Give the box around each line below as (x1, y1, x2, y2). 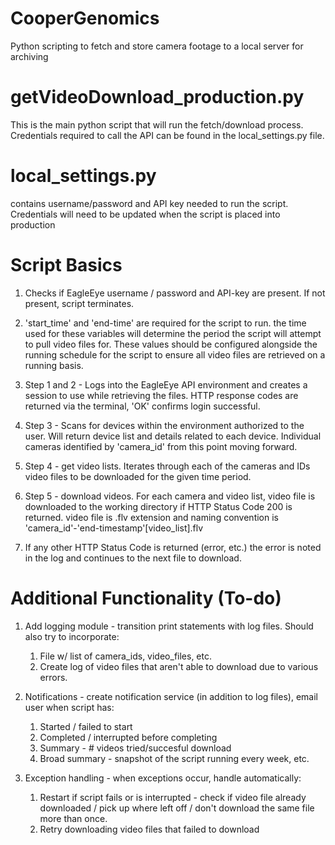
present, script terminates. (24, 297, 135, 309)
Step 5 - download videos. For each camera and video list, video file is (24, 490, 316, 502)
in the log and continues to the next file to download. (24, 552, 242, 564)
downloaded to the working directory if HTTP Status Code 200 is (24, 500, 293, 512)
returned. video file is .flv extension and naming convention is (24, 511, 279, 523)
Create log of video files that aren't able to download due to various (39, 660, 319, 672)
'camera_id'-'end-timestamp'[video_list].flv (24, 522, 204, 534)
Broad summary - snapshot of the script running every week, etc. (39, 752, 310, 764)
